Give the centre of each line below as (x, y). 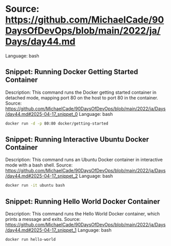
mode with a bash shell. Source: (39, 165)
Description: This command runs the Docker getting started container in (81, 92)
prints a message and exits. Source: (43, 219)
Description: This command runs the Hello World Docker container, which (82, 214)
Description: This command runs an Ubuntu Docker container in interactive (84, 160)
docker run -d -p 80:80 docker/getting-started (57, 124)
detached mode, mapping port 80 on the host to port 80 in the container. (82, 97)
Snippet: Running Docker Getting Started (72, 72)
